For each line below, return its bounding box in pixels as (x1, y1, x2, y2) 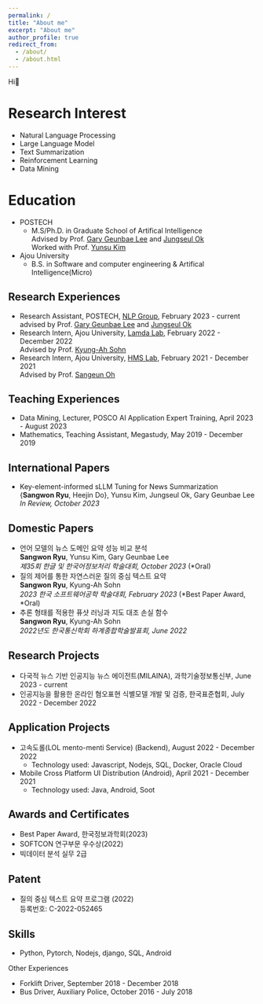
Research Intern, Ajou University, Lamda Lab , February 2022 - (19, 328, 221, 337)
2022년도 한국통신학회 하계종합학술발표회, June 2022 (19, 626, 188, 635)
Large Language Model (19, 138, 95, 148)
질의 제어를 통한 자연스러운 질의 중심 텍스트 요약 (19, 572, 166, 580)
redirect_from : (8, 41, 58, 49)
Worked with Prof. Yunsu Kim (31, 242, 126, 252)
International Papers (8, 461, 110, 474)
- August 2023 (19, 421, 68, 431)
